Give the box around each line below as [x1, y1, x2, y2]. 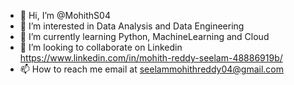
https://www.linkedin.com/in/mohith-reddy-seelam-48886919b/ [19, 52, 283, 64]
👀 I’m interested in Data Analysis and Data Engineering [19, 20, 245, 32]
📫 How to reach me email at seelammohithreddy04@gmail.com [19, 63, 284, 75]
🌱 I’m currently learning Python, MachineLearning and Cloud [19, 31, 270, 42]
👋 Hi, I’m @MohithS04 [19, 10, 111, 21]
